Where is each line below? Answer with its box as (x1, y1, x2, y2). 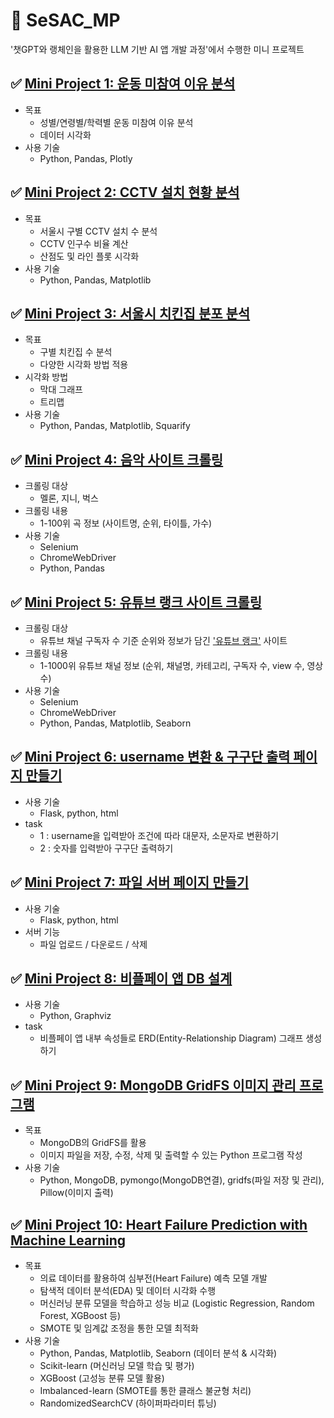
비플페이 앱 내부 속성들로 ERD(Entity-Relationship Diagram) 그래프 (39, 1032, 304, 1044)
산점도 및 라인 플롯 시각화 (39, 250, 140, 262)
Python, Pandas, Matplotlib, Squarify (39, 420, 191, 432)
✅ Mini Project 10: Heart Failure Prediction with (10, 1216, 308, 1233)
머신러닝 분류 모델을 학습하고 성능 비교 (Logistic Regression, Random (39, 1297, 315, 1309)
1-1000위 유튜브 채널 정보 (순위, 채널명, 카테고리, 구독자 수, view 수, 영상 (39, 660, 324, 671)
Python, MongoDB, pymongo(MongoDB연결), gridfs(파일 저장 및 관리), (39, 1174, 325, 1186)
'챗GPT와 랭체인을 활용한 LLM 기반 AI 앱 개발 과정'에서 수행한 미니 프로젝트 (10, 43, 305, 55)
